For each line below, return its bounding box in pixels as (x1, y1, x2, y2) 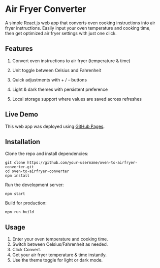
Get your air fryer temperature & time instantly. (12, 252, 107, 258)
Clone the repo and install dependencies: (5, 151, 89, 156)
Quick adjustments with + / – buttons (12, 77, 87, 82)
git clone (5, 160, 26, 165)
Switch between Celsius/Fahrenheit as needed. (12, 241, 108, 247)
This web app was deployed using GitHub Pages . (5, 123, 105, 129)
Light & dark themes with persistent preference (12, 86, 108, 92)
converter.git (5, 164, 34, 170)
